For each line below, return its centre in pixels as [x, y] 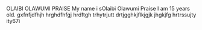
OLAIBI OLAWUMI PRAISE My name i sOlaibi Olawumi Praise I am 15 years [98, 9]
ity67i [13, 21]
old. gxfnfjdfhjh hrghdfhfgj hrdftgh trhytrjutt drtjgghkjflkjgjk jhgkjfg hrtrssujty [101, 15]
